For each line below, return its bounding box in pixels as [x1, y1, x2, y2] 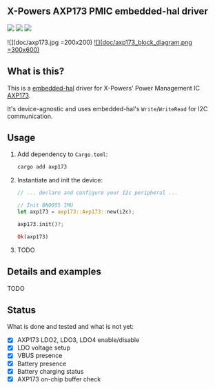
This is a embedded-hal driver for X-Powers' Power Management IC [7, 84, 201, 92]
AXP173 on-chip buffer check [17, 374, 101, 383]
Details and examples [7, 266, 102, 278]
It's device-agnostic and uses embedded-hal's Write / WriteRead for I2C [7, 104, 208, 113]
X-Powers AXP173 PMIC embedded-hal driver [7, 6, 208, 17]
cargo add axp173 [17, 164, 68, 171]
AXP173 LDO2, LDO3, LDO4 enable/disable [17, 336, 140, 344]
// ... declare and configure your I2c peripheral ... [17, 189, 178, 196]
